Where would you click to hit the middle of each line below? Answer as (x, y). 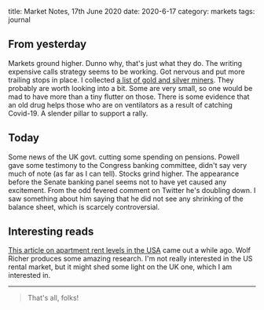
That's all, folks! (53, 298)
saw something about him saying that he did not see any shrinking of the (126, 199)
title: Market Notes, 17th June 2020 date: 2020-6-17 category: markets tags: (132, 11)
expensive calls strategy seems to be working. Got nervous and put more (126, 71)
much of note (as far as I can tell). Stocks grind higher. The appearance (124, 173)
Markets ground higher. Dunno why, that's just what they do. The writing (125, 63)
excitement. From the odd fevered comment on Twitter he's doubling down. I (132, 190)
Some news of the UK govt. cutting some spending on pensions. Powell (124, 157)
